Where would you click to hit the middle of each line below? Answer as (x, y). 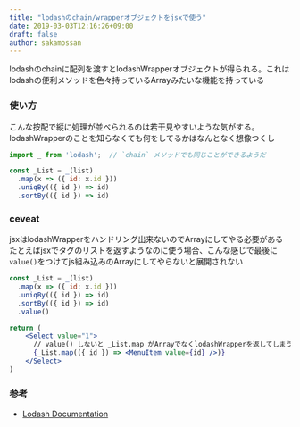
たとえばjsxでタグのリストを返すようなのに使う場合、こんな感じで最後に (144, 250)
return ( (25, 328)
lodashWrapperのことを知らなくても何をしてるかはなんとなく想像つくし (142, 138)
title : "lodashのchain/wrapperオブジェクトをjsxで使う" (108, 17)
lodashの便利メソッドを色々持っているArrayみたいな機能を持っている (137, 80)
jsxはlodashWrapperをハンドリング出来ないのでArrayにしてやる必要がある (146, 239)
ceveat (25, 218)
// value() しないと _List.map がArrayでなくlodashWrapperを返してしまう (162, 345)
